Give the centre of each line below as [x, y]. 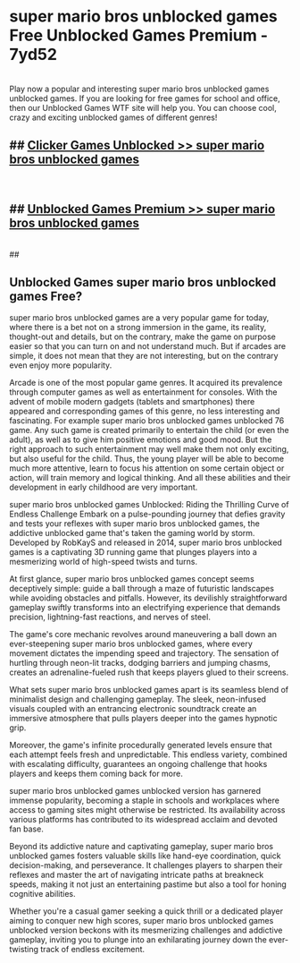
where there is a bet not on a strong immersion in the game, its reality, [138, 328]
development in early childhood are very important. [104, 487]
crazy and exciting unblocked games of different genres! [113, 117]
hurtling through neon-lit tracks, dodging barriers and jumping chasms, [140, 663]
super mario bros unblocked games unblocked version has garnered [135, 791]
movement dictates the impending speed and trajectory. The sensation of [144, 653]
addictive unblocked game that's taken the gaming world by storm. [132, 533]
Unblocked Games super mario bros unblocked [143, 282]
